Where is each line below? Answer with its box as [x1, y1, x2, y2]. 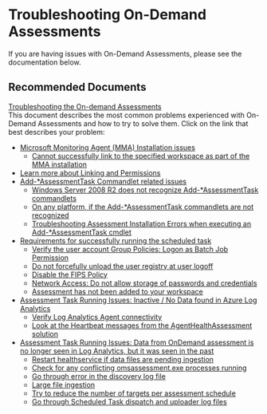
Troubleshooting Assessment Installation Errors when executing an [31, 219, 252, 228]
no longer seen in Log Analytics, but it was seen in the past [19, 345, 214, 356]
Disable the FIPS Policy [31, 270, 108, 279]
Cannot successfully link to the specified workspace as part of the [31, 151, 250, 160]
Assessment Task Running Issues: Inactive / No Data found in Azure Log [19, 295, 257, 305]
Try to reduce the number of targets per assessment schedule [31, 388, 237, 398]
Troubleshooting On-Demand [8, 6, 207, 24]
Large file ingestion [31, 380, 96, 389]
